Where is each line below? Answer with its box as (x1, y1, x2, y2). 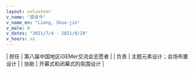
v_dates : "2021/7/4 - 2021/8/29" (6, 31, 88, 36)
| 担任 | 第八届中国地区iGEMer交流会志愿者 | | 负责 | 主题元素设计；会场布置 (6, 53, 189, 59)
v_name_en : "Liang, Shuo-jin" (6, 19, 81, 25)
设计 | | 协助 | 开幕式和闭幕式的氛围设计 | (6, 60, 105, 67)
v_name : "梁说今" (6, 14, 46, 20)
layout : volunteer (6, 8, 51, 15)
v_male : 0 (6, 25, 31, 31)
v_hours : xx (6, 36, 35, 42)
